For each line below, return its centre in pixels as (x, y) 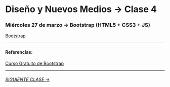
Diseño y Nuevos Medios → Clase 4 (81, 9)
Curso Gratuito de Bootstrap (35, 63)
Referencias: (19, 52)
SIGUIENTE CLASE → (28, 79)
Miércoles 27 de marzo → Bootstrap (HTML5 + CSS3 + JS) (78, 25)
